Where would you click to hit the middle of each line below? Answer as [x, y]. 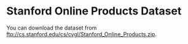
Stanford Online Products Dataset [94, 11]
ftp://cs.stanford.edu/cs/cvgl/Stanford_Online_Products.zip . [81, 34]
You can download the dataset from [52, 28]
